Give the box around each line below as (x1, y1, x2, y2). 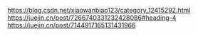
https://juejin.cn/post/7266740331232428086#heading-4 (7, 13, 177, 22)
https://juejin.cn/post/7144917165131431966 (7, 21, 136, 29)
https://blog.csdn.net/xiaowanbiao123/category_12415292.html (7, 6, 191, 14)
